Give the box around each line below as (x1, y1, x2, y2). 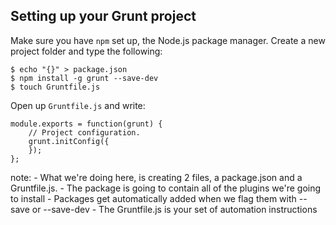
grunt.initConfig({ (28, 136, 110, 146)
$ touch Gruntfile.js (10, 82, 101, 92)
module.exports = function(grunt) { (10, 119, 163, 129)
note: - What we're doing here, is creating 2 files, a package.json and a (10, 171, 303, 183)
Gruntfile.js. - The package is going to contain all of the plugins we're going (10, 182, 322, 194)
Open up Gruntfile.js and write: (10, 99, 146, 111)
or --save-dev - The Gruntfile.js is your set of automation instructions (31, 203, 318, 215)
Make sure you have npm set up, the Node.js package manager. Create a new (10, 34, 326, 46)
